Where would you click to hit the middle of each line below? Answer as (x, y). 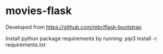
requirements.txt (26, 45)
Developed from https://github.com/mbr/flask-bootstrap (74, 27)
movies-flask (39, 11)
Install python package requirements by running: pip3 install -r (81, 38)
